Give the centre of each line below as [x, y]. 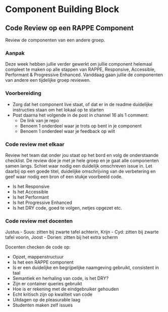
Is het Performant [31, 197]
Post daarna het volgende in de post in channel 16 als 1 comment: [80, 115]
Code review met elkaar [35, 144]
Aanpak [15, 53]
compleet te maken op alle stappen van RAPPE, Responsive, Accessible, [80, 70]
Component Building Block [62, 9]
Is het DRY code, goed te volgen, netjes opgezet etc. [67, 207]
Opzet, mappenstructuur [38, 257]
